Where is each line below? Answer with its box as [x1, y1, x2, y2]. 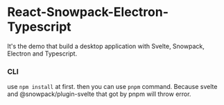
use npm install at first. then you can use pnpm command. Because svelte [7, 83, 218, 91]
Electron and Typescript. [7, 49, 78, 58]
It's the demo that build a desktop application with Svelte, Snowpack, [7, 42, 205, 50]
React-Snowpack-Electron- [7, 4, 169, 20]
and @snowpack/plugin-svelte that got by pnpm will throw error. [7, 90, 191, 98]
